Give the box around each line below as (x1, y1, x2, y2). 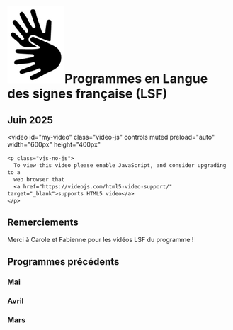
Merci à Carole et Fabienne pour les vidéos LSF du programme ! (7, 235, 194, 244)
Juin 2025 (7, 114, 53, 126)
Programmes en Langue (64, 71, 208, 87)
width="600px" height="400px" (7, 140, 101, 149)
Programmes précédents (7, 256, 120, 268)
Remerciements (7, 217, 79, 229)
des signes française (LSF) (7, 86, 168, 102)
